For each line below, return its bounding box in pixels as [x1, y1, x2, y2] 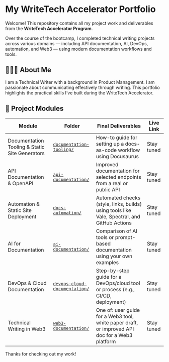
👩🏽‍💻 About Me [5, 66, 51, 74]
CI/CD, [96, 292, 112, 299]
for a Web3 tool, [96, 313, 134, 320]
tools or [96, 233, 114, 240]
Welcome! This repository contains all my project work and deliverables [5, 20, 153, 26]
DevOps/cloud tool [96, 280, 140, 287]
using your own [96, 253, 132, 260]
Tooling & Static [8, 143, 45, 150]
